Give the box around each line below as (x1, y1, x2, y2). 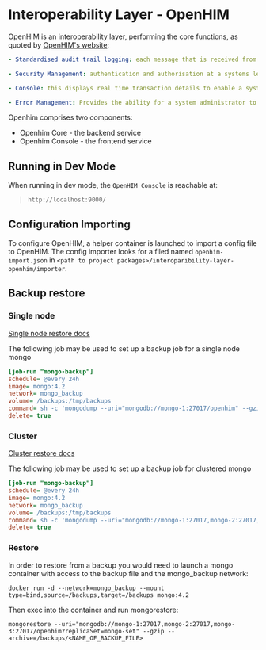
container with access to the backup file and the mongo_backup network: (8, 568, 249, 578)
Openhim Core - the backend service (19, 128, 141, 138)
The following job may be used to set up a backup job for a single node (8, 343, 240, 354)
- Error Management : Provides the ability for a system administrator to (8, 98, 257, 106)
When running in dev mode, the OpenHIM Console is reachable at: (8, 181, 218, 190)
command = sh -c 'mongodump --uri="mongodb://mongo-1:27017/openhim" (8, 404, 239, 413)
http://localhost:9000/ (27, 196, 107, 204)
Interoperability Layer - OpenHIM (8, 6, 230, 24)
